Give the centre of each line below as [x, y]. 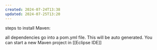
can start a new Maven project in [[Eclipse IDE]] [53, 42]
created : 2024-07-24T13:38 [33, 9]
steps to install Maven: [28, 28]
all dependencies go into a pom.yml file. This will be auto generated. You [79, 37]
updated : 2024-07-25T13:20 [33, 14]
